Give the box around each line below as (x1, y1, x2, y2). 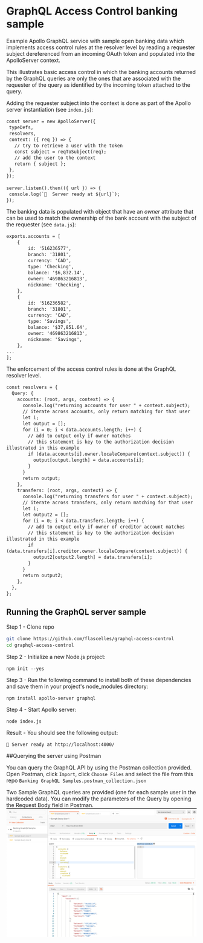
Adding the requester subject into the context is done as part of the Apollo (6, 99, 192, 107)
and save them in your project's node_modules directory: (6, 683, 149, 690)
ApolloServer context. (6, 56, 60, 64)
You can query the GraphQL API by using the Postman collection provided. (6, 763, 192, 771)
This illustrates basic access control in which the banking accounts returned (6, 68, 196, 75)
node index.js (6, 718, 42, 725)
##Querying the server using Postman (6, 752, 101, 759)
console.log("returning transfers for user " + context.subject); (22, 493, 193, 499)
